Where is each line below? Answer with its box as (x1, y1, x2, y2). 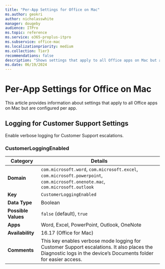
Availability (7, 230, 34, 236)
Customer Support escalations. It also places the (41, 244, 153, 251)
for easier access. (41, 256, 82, 263)
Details (90, 157, 108, 164)
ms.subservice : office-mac (5, 39, 60, 44)
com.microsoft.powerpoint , (41, 172, 103, 179)
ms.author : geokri (5, 12, 43, 17)
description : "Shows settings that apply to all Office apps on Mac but (5, 58, 157, 63)
